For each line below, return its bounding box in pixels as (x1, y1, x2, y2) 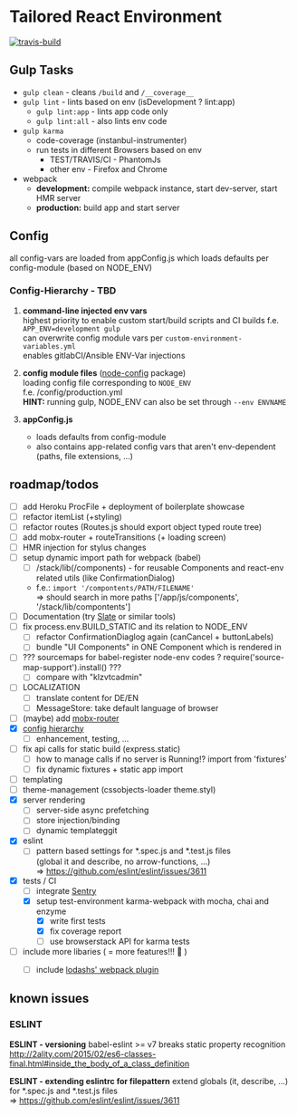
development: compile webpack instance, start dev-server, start (35, 183, 278, 194)
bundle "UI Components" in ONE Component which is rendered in (35, 641, 283, 653)
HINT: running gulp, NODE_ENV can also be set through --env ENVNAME (22, 396, 287, 407)
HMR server (35, 192, 81, 203)
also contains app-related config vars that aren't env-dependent (35, 441, 276, 452)
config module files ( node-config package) (22, 367, 187, 378)
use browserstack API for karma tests (49, 936, 190, 947)
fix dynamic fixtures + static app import (35, 764, 184, 774)
